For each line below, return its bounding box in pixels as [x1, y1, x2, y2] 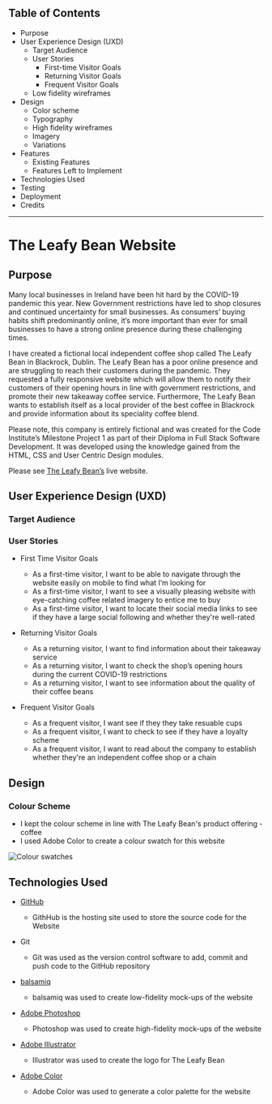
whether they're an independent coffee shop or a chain [32, 752, 217, 762]
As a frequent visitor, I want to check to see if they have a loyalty [32, 727, 249, 736]
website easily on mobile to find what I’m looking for [32, 578, 206, 588]
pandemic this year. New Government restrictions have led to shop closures [8, 298, 261, 308]
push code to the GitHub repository [32, 961, 151, 970]
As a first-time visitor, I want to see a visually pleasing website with [32, 586, 257, 596]
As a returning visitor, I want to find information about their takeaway [32, 644, 261, 654]
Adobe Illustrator [19, 1039, 77, 1049]
